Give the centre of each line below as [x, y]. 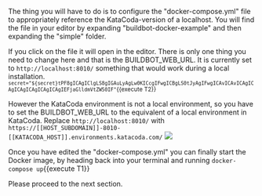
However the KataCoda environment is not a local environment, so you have [131, 104]
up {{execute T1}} [63, 169]
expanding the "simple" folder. [57, 36]
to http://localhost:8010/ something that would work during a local [119, 68]
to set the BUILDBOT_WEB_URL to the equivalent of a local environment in [127, 112]
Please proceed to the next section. [65, 184]
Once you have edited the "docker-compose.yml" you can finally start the [127, 152]
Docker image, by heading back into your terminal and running [109, 160]
